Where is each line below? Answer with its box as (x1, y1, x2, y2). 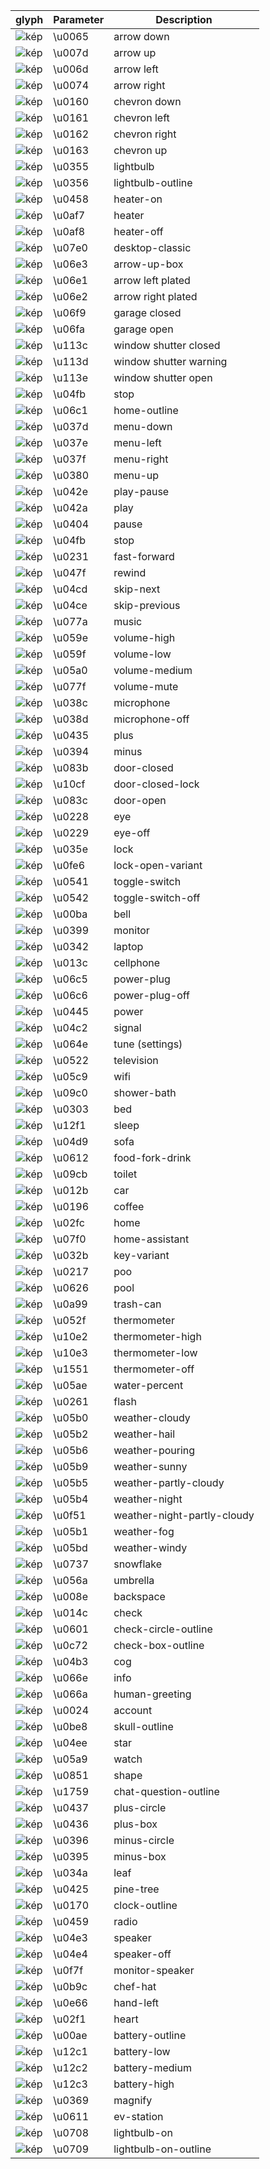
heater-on (113, 192, 163, 206)
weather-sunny (113, 1460, 188, 1473)
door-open (113, 794, 167, 807)
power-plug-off (113, 989, 190, 1002)
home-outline (113, 404, 179, 417)
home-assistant (113, 1232, 190, 1246)
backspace (113, 1590, 166, 1603)
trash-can (113, 1297, 162, 1311)
